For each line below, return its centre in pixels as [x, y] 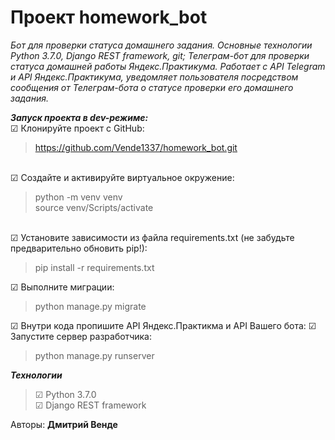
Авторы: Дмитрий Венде [64, 424]
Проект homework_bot [109, 17]
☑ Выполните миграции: [62, 287]
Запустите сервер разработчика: [81, 336]
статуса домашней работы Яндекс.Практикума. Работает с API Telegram [168, 66]
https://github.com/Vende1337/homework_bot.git [136, 147]
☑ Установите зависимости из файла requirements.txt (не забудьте [152, 237]
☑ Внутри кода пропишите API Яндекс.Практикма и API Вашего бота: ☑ [163, 325]
